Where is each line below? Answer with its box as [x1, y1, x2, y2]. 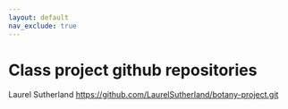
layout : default [8, 13, 69, 22]
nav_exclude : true [8, 21, 77, 30]
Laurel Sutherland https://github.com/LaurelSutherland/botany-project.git [8, 89, 279, 100]
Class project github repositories [8, 60, 258, 80]
